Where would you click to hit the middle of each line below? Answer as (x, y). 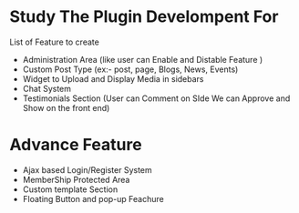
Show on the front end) (66, 107)
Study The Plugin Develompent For (144, 17)
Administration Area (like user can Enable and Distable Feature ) (143, 59)
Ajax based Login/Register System (87, 169)
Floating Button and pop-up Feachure (93, 198)
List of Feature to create (55, 42)
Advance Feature (76, 145)
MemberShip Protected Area (76, 179)
